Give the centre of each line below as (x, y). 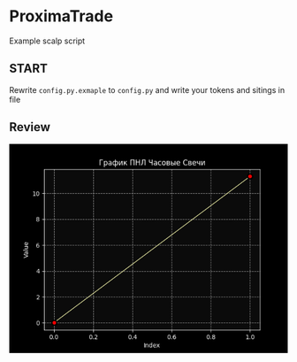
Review (30, 127)
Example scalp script (47, 41)
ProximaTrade (61, 16)
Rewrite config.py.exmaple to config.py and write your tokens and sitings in (147, 89)
